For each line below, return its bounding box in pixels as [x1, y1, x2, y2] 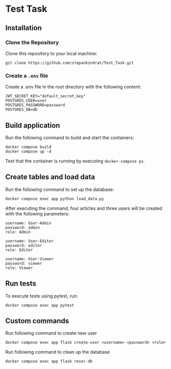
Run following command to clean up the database [5, 349, 110, 355]
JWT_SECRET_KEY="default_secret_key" [5, 94, 86, 99]
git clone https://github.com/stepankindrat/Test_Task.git [5, 60, 134, 66]
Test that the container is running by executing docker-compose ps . [5, 158, 145, 164]
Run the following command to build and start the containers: [5, 134, 134, 141]
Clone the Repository [5, 39, 59, 46]
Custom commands [5, 317, 69, 325]
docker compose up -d [5, 149, 52, 154]
